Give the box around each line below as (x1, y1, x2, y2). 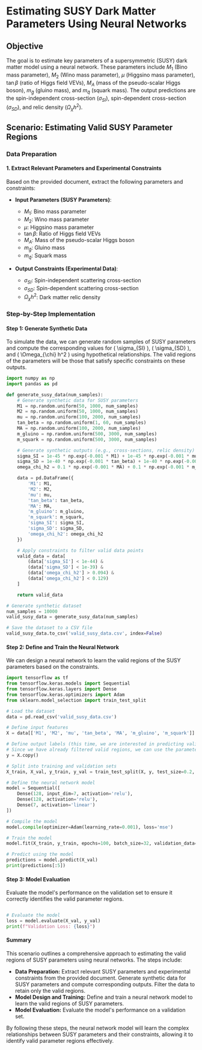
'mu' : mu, (28, 492, 52, 498)
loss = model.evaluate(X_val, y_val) (6, 918, 101, 924)
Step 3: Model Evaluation (6, 875, 70, 883)
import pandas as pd (6, 381, 58, 387)
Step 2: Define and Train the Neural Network (6, 643, 119, 651)
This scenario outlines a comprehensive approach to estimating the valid (6, 949, 186, 957)
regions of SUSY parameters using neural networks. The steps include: (6, 956, 182, 963)
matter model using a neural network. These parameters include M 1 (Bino (6, 63, 188, 72)
